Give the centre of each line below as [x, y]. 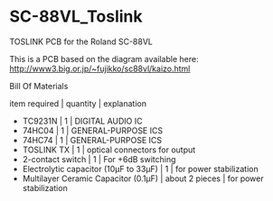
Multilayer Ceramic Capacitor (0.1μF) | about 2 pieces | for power [143, 178]
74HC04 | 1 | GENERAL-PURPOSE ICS [93, 130]
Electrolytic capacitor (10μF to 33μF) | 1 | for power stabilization [141, 169]
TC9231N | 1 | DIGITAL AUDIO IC [82, 121]
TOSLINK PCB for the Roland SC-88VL [81, 41]
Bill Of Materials [39, 86]
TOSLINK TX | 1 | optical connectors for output [109, 150]
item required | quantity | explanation [78, 103]
